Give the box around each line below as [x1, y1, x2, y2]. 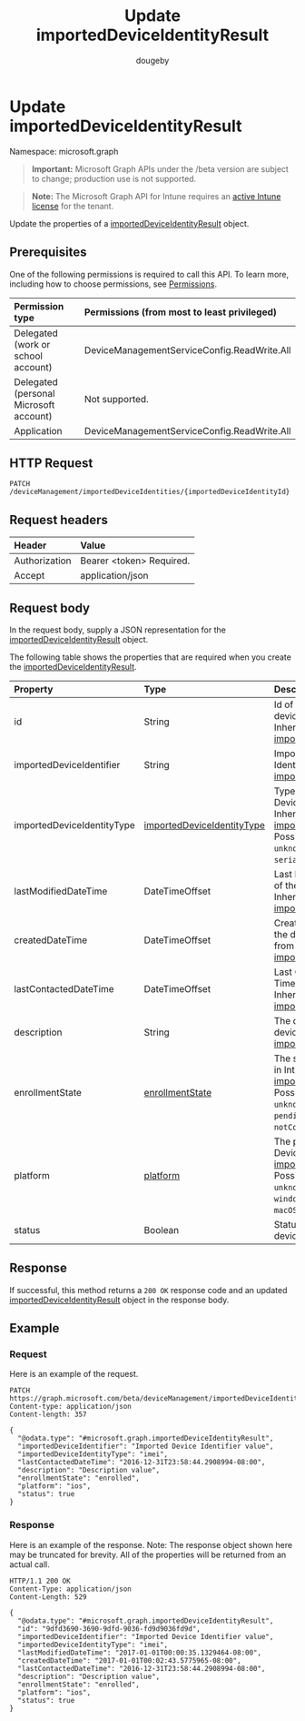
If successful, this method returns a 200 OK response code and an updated [9, 1284, 288, 1295]
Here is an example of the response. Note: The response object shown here [9, 1539, 293, 1550]
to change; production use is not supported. [31, 173, 197, 184]
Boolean [143, 1223, 180, 1236]
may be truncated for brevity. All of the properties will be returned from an [9, 1549, 287, 1560]
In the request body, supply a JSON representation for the [9, 624, 227, 635]
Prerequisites [9, 245, 87, 260]
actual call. [9, 1558, 50, 1570]
